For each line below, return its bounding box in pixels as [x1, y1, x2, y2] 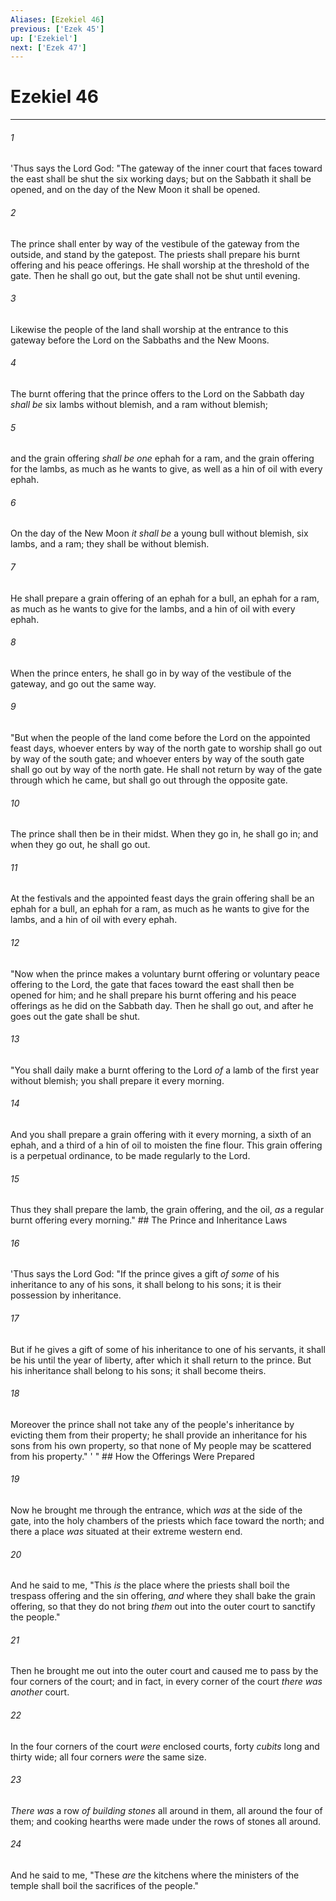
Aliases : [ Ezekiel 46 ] [10, 14, 105, 25]
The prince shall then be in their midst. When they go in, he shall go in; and [10, 828, 319, 840]
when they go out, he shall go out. [10, 839, 151, 851]
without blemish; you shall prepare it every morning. [10, 1074, 225, 1086]
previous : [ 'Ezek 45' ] [10, 24, 105, 34]
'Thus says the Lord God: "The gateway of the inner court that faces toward [10, 162, 323, 175]
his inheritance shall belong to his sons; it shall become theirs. [10, 1364, 267, 1376]
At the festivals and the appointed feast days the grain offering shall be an [10, 892, 315, 905]
